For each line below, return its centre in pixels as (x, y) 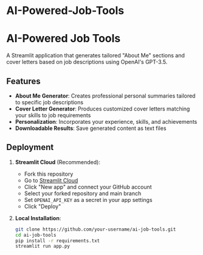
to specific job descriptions (49, 102)
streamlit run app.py (42, 246)
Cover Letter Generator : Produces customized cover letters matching (102, 109)
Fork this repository (49, 174)
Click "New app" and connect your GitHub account (88, 187)
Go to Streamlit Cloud (51, 180)
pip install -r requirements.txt (57, 241)
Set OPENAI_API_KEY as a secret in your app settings (88, 199)
